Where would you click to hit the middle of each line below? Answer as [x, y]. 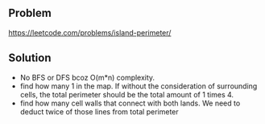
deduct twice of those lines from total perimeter [99, 111]
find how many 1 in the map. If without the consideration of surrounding [139, 86]
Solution [30, 58]
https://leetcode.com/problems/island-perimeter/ [90, 32]
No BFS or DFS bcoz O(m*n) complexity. [87, 77]
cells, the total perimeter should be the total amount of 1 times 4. [127, 94]
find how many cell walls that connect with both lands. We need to [130, 103]
